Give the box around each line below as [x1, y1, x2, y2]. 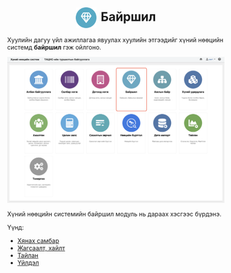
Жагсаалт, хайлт [17, 244, 66, 252]
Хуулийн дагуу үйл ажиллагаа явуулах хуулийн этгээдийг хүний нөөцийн [7, 35, 224, 44]
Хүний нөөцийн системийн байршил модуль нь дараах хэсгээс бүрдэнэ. [7, 210, 222, 219]
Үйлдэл [17, 259, 39, 267]
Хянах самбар [17, 236, 60, 245]
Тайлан [17, 252, 39, 260]
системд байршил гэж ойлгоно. [7, 43, 101, 51]
